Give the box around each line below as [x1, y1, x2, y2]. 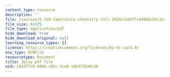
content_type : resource [5, 7, 56, 13]
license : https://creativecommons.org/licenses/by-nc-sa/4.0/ [5, 45, 139, 50]
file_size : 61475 [5, 21, 42, 27]
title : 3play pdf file [5, 59, 53, 64]
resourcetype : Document [5, 54, 56, 60]
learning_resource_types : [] [5, 41, 67, 46]
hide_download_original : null [5, 36, 69, 41]
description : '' [5, 12, 39, 17]
